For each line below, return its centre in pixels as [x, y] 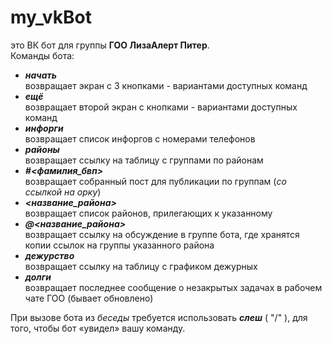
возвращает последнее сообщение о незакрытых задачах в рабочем [173, 287]
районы [42, 149]
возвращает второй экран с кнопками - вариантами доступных [161, 107]
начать [41, 75]
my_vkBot [51, 17]
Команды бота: [42, 55]
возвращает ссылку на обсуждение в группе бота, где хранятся [162, 234]
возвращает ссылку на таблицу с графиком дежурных [141, 266]
